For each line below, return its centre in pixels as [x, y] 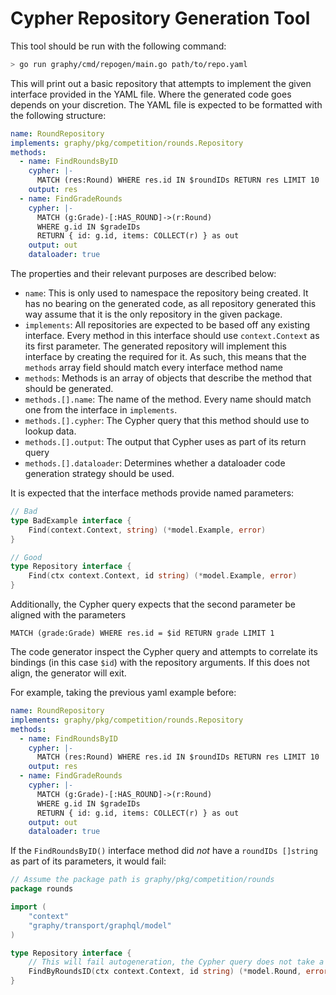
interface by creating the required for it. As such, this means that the [165, 357]
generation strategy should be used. [99, 474]
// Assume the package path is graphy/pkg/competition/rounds [142, 880]
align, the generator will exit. [68, 673]
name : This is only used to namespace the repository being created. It [166, 293]
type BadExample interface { [71, 520]
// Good [26, 557]
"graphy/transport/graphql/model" [100, 925]
